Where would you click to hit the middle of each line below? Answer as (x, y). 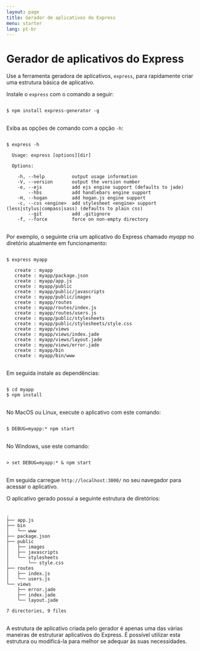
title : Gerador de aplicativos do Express (61, 18)
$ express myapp (27, 260)
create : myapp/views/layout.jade (58, 340)
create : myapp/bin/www (45, 356)
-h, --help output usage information (77, 177)
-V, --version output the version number (79, 182)
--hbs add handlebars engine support (90, 193)
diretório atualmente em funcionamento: (57, 243)
